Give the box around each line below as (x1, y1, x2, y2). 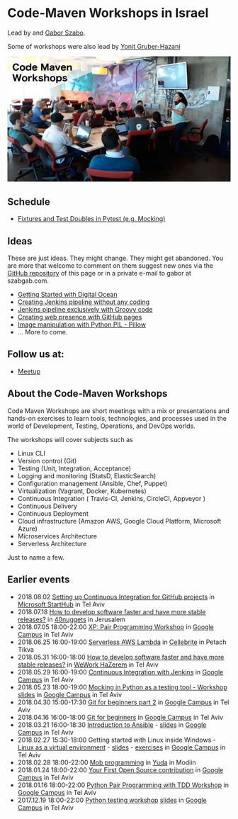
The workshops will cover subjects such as (7, 435, 133, 444)
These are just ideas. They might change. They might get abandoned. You (7, 254, 224, 263)
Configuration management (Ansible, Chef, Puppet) (17, 479, 168, 487)
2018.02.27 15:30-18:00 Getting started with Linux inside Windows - (17, 735, 216, 744)
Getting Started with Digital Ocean (17, 290, 118, 299)
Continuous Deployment (17, 509, 89, 518)
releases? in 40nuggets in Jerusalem (17, 615, 126, 623)
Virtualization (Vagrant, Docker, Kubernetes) (17, 487, 147, 495)
